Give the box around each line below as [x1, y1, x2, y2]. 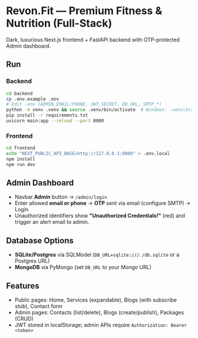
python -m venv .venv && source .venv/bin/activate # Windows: [6, 107, 167, 113]
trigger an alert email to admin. [14, 218, 90, 226]
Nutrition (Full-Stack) [6, 16, 113, 30]
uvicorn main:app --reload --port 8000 [6, 118, 104, 124]
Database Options [6, 236, 74, 246]
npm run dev [6, 161, 35, 167]
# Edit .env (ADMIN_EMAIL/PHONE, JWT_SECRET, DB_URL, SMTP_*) [6, 101, 162, 107]
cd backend [6, 90, 33, 97]
